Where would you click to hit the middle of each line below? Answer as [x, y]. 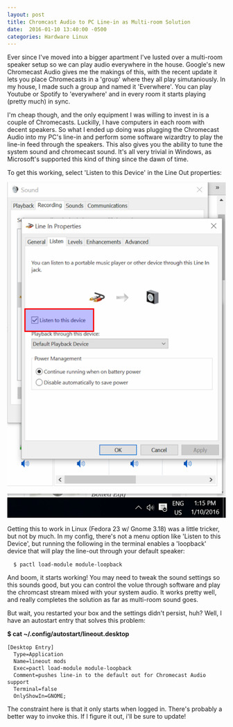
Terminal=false [35, 690]
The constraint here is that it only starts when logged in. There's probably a [115, 709]
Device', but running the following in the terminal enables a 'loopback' [107, 544]
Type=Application [38, 655]
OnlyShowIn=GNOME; [40, 696]
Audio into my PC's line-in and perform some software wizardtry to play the [115, 137]
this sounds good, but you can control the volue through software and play [114, 585]
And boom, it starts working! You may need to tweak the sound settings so [114, 578]
